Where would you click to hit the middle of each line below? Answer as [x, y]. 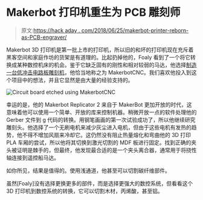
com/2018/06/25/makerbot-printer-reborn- [135, 30]
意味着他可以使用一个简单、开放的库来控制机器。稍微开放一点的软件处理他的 [101, 112]
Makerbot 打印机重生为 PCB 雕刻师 [93, 12]
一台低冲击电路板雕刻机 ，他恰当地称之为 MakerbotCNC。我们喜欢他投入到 [99, 72]
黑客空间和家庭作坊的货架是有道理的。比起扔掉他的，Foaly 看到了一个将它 [98, 57]
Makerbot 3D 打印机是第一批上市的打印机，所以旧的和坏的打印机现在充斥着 [100, 50]
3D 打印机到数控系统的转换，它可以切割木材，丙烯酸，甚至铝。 [85, 191]
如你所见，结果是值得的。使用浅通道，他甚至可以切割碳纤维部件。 [88, 170]
